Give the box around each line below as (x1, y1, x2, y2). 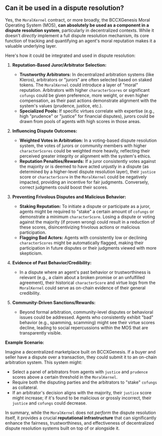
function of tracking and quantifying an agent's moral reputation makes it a (5, 38, 156, 44)
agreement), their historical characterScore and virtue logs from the (19, 280, 156, 285)
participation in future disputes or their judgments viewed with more (19, 245, 157, 251)
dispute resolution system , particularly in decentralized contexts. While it (5, 27, 154, 33)
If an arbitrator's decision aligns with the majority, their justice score (12, 389, 152, 395)
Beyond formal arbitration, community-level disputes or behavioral (19, 309, 153, 315)
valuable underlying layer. (5, 43, 57, 49)
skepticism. (19, 250, 43, 256)
